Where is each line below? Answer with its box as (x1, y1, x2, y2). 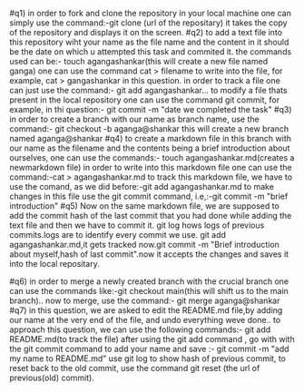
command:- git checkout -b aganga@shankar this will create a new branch (9, 123, 289, 134)
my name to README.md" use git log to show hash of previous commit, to (9, 353, 286, 364)
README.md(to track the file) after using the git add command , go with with (9, 334, 295, 344)
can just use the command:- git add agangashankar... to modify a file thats (9, 85, 288, 95)
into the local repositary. (9, 259, 100, 269)
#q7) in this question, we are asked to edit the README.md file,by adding (9, 305, 283, 316)
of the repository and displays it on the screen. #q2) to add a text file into (9, 27, 283, 37)
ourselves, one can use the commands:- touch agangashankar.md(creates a (9, 152, 295, 162)
